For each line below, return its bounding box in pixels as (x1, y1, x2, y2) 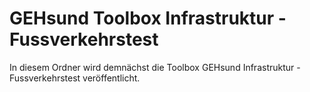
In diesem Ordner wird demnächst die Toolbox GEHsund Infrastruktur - (9, 61, 301, 73)
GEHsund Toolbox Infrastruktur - (9, 7, 287, 30)
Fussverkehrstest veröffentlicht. (9, 72, 141, 84)
